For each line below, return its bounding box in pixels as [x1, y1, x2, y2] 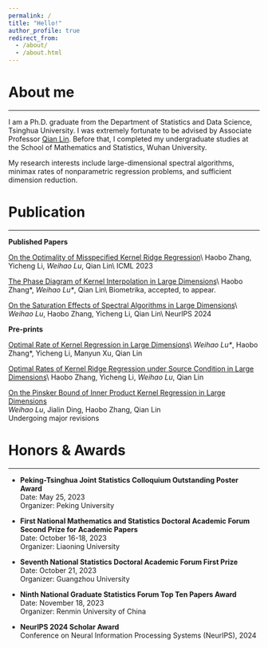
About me [8, 83, 75, 101]
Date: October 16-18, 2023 [19, 533, 108, 543]
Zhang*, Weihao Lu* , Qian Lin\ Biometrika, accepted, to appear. [8, 284, 217, 294]
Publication [8, 203, 85, 221]
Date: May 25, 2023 [19, 492, 85, 502]
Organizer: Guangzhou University [19, 574, 130, 583]
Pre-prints [8, 324, 44, 334]
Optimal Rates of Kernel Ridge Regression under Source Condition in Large [8, 364, 254, 373]
